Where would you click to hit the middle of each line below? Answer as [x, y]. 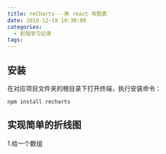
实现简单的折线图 [44, 125]
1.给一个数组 [25, 143]
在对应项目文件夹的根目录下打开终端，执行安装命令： [84, 88]
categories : [25, 27]
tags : [15, 40]
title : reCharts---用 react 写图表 [57, 14]
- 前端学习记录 [33, 33]
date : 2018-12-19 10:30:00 [47, 20]
